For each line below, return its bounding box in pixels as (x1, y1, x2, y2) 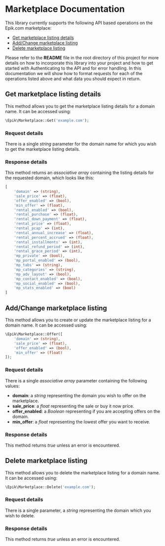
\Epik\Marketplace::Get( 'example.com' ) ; (5, 118, 90, 123)
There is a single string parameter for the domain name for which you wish (5, 141, 157, 147)
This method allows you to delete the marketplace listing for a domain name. (5, 469, 160, 475)
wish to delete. (5, 512, 35, 518)
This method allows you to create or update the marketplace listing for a (5, 317, 151, 323)
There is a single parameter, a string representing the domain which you (5, 507, 151, 513)
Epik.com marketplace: (5, 25, 52, 31)
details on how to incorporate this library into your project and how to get (5, 60, 154, 66)
